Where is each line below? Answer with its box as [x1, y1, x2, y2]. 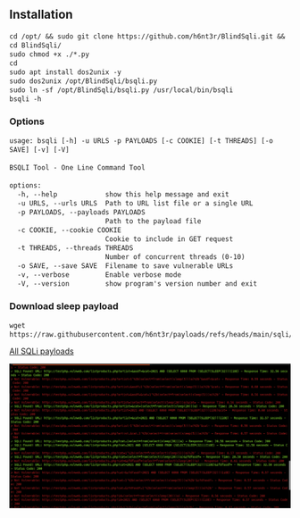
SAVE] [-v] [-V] [9, 146, 70, 155]
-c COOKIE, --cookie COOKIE [17, 226, 122, 235]
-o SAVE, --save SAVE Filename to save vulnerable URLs [17, 262, 234, 271]
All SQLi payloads [9, 346, 74, 356]
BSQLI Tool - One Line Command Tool [9, 163, 146, 172]
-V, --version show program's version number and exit [17, 280, 257, 288]
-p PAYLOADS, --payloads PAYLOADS [17, 208, 146, 217]
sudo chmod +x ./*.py [9, 49, 90, 59]
